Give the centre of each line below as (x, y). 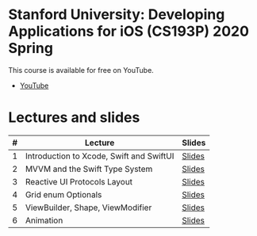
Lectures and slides (74, 118)
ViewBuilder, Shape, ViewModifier (88, 207)
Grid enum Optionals (63, 194)
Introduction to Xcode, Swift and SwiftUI (100, 156)
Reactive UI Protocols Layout (79, 181)
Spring (31, 48)
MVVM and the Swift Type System (89, 169)
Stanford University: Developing (117, 15)
